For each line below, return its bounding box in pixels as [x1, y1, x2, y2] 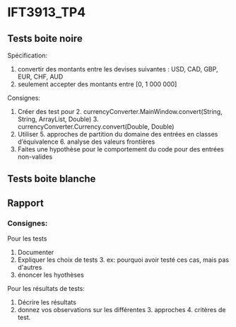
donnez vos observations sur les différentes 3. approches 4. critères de [17, 306, 226, 314]
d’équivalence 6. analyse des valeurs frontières [17, 137, 155, 146]
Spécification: [7, 51, 48, 59]
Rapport [7, 197, 44, 209]
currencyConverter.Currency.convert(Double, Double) [17, 122, 175, 131]
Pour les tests [7, 234, 47, 243]
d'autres [17, 263, 42, 272]
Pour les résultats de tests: [7, 285, 85, 293]
